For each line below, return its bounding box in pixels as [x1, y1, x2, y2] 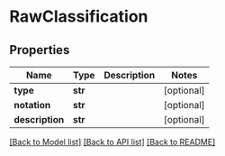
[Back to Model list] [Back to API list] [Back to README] [9, 137, 216, 147]
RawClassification [9, 6, 148, 27]
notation [13, 99, 51, 111]
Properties [9, 42, 70, 58]
